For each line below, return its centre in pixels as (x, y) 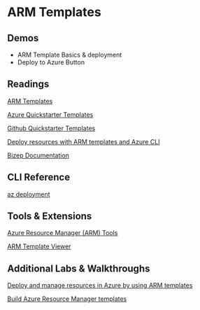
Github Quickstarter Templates (51, 128)
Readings (28, 84)
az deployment (29, 194)
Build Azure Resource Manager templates (67, 299)
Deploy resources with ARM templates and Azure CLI (84, 141)
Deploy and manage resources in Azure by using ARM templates (100, 286)
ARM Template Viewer (39, 246)
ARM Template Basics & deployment (70, 55)
